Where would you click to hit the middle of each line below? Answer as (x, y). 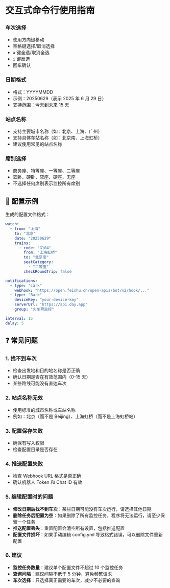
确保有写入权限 (28, 443)
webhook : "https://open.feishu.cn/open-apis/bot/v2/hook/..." (82, 290)
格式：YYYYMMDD (33, 92)
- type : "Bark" (26, 295)
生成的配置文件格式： (28, 215)
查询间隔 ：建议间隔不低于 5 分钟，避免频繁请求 (62, 574)
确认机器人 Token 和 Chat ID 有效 (47, 482)
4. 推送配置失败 (24, 464)
